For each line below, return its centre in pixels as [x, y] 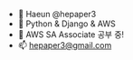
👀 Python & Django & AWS [66, 24]
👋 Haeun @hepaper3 [57, 14]
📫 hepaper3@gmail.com [65, 45]
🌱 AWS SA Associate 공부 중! [71, 35]
